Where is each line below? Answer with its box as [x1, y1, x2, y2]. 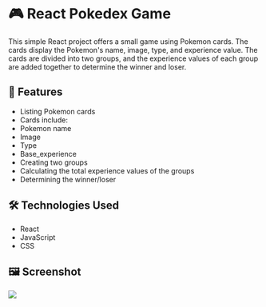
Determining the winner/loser [19, 174, 117, 184]
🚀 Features [8, 86, 63, 99]
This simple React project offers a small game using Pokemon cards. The [8, 36, 249, 46]
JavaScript [19, 232, 56, 242]
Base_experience [19, 149, 77, 158]
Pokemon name [19, 123, 72, 133]
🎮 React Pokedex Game [8, 5, 172, 23]
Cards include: [19, 115, 68, 125]
